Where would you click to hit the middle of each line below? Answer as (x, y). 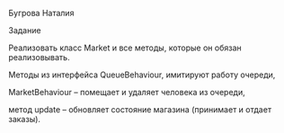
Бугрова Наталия (41, 13)
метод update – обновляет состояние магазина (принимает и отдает (140, 110)
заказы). (25, 119)
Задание (25, 30)
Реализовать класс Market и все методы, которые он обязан (125, 48)
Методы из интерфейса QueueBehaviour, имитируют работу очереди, (142, 75)
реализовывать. (39, 57)
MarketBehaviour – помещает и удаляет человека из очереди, (127, 92)
